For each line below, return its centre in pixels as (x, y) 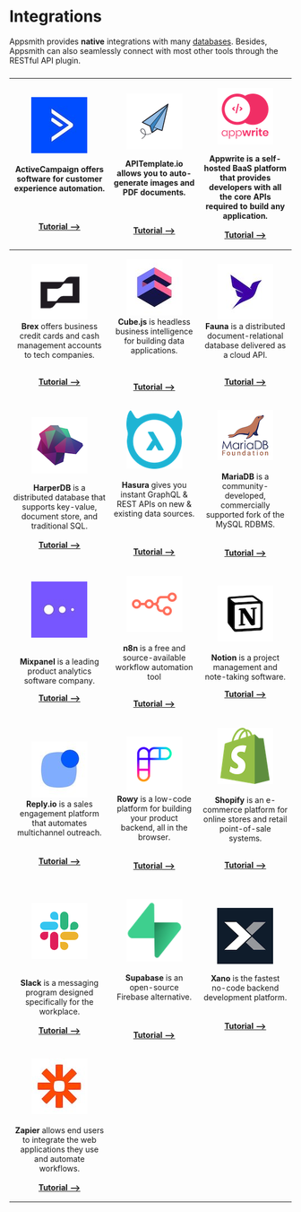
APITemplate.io (154, 163)
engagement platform (60, 813)
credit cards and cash (60, 336)
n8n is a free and (154, 649)
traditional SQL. (59, 526)
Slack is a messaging (60, 983)
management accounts (60, 345)
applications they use (60, 1149)
